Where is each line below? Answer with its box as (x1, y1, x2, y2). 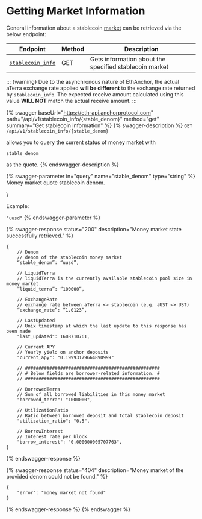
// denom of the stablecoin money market (17, 254, 122, 260)
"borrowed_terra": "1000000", (17, 397, 93, 403)
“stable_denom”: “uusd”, (17, 259, 79, 266)
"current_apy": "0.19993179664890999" (17, 354, 114, 360)
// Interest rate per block (17, 433, 87, 439)
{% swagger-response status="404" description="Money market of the (6, 466, 184, 474)
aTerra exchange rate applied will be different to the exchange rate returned (6, 84, 195, 92)
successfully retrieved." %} (6, 232, 74, 239)
